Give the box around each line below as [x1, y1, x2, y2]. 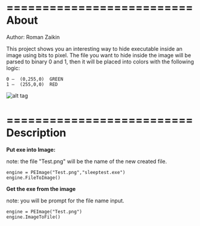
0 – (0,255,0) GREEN [6, 76, 63, 82]
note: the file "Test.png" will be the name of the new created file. [6, 158, 167, 165]
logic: [6, 64, 20, 71]
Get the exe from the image [6, 185, 76, 192]
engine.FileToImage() [6, 175, 61, 181]
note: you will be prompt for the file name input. [6, 197, 125, 204]
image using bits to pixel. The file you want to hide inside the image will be [6, 51, 192, 59]
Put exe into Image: [6, 146, 56, 153]
